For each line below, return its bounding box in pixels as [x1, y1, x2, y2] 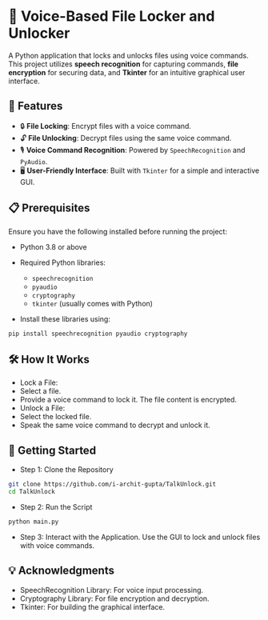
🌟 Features [8, 99, 63, 113]
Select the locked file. [19, 412, 92, 422]
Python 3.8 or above [19, 242, 87, 251]
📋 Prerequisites [8, 202, 90, 215]
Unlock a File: [19, 403, 66, 413]
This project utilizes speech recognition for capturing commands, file [8, 59, 238, 69]
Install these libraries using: [19, 314, 110, 323]
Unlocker [8, 24, 70, 42]
